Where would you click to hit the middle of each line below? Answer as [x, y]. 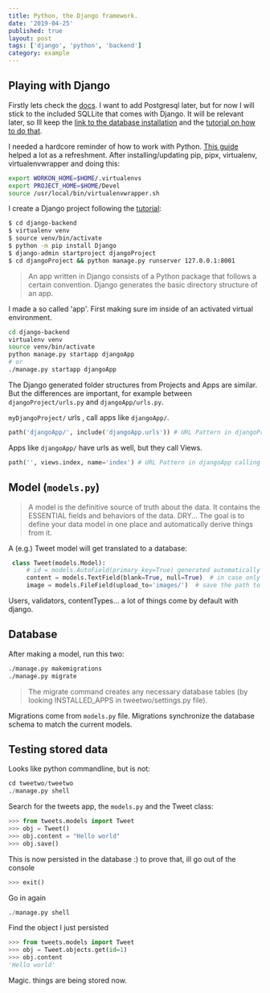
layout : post [30, 38]
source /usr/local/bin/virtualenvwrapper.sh [84, 193]
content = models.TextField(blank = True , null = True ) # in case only [143, 578]
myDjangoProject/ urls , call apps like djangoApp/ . [89, 417]
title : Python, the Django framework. [73, 16]
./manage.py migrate [43, 676]
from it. [40, 533]
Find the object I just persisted [59, 928]
